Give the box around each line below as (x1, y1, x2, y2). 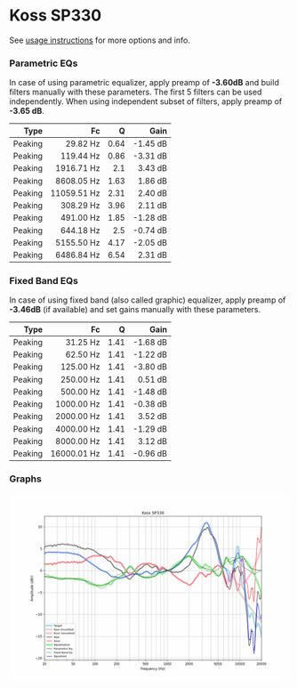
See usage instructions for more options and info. (9, 35, 191, 45)
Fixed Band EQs (9, 274, 78, 287)
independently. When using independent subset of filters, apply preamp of (9, 96, 283, 107)
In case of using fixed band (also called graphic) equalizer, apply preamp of (9, 295, 286, 305)
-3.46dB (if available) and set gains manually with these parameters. (9, 304, 261, 315)
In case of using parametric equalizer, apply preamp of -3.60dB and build (9, 77, 280, 88)
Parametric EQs (9, 57, 78, 69)
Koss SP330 (9, 5, 102, 26)
